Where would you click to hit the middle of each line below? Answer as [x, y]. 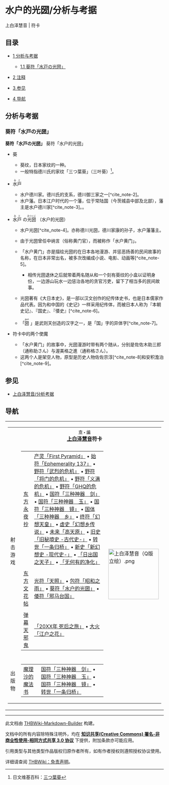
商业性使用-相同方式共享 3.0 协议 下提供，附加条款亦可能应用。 [71, 740]
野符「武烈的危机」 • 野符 [65, 471]
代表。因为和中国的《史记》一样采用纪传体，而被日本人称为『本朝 [93, 305]
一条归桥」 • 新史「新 [70, 547]
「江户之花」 [49, 634]
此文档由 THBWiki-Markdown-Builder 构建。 [51, 723]
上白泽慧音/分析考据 [33, 394]
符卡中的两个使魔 [30, 334]
